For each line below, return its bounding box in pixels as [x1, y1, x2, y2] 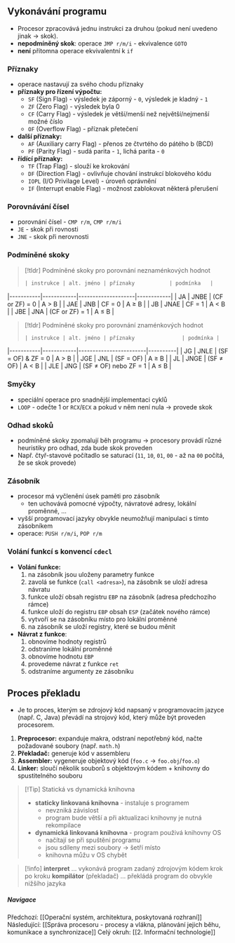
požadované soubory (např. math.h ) [17, 742, 121, 750]
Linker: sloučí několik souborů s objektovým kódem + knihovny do [17, 764, 210, 773]
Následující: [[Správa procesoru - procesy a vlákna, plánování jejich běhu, [7, 921, 221, 929]
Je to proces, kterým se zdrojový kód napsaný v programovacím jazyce [17, 706, 224, 714]
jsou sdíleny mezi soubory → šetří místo [45, 843, 161, 852]
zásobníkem [17, 522, 53, 530]
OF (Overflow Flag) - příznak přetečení [27, 125, 138, 133]
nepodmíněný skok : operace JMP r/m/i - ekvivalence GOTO [17, 39, 187, 48]
